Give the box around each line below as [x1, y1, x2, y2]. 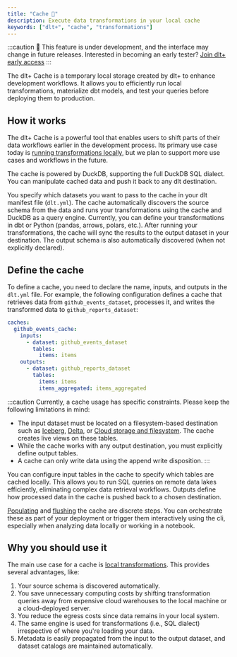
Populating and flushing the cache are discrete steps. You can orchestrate [7, 506, 223, 515]
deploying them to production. [7, 94, 95, 103]
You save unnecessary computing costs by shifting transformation [17, 589, 210, 598]
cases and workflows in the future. [7, 156, 108, 165]
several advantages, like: [7, 568, 80, 576]
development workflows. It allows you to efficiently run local [7, 79, 182, 88]
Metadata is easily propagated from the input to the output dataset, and [17, 634, 226, 643]
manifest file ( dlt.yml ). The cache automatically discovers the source [7, 199, 209, 207]
